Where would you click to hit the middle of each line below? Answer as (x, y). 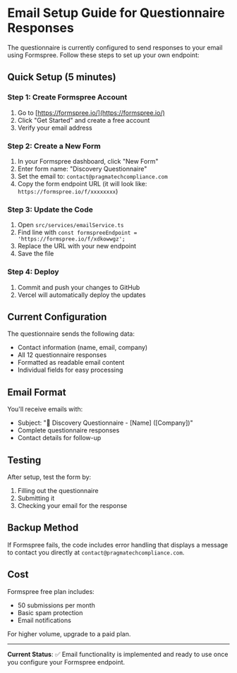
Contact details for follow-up (59, 438)
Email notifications (44, 620)
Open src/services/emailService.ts (71, 225)
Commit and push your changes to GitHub (79, 287)
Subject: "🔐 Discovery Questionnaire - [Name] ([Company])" (105, 423)
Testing (24, 460)
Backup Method (43, 528)
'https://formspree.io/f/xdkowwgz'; (71, 239)
